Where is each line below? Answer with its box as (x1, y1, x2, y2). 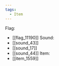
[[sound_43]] (12, 40, 39, 45)
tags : (5, 7, 16, 12)
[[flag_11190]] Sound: (12, 35, 55, 41)
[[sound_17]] (12, 45, 37, 51)
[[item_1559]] (12, 55, 39, 61)
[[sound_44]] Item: (12, 50, 50, 56)
